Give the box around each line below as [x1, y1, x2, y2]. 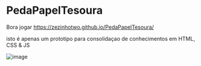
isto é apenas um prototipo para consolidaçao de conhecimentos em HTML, [6, 35, 195, 42]
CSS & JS [6, 41, 30, 49]
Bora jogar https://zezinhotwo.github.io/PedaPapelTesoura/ [6, 23, 154, 31]
